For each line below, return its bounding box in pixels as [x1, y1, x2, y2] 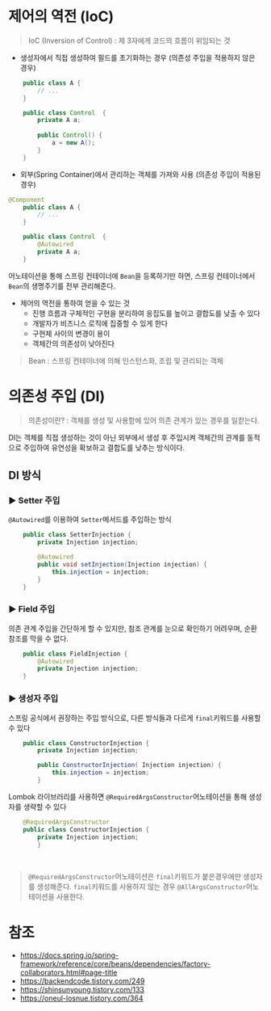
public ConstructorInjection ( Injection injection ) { [37, 761, 222, 769]
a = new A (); [51, 139, 95, 147]
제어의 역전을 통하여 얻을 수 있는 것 [19, 298, 131, 308]
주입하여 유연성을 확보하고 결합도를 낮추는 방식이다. [23, 442, 186, 453]
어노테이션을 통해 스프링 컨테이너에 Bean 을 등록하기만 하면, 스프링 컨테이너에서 [8, 271, 256, 280]
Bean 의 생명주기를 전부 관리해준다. [8, 280, 115, 291]
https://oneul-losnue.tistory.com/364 [19, 993, 144, 1003]
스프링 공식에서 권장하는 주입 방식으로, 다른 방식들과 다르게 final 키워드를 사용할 [8, 713, 261, 722]
